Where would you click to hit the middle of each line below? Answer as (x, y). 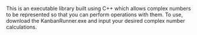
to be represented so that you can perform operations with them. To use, (95, 15)
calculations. (22, 27)
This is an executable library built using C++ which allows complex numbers (98, 8)
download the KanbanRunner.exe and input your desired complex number (96, 21)
